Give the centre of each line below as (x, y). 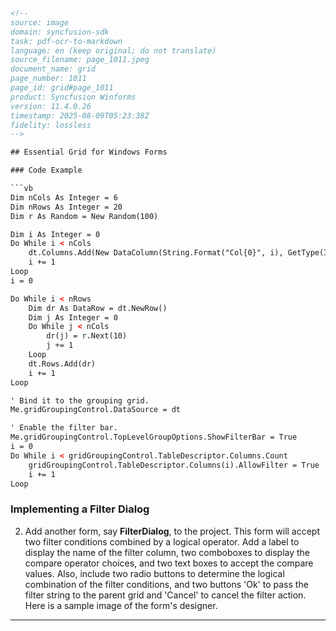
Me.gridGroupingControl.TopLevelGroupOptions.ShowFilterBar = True (154, 437)
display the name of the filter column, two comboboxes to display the (167, 552)
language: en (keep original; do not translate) (113, 50)
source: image (40, 22)
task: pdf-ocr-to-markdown (66, 41)
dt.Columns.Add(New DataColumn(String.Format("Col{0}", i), (156, 253)
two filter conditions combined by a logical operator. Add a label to (162, 541)
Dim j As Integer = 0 (73, 317)
